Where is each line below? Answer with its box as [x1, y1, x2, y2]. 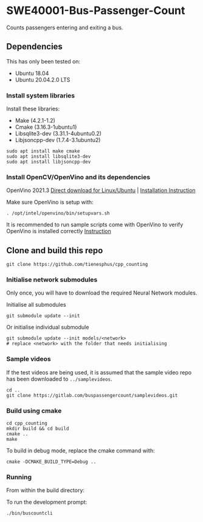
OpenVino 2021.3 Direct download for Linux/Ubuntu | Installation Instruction [6, 187, 196, 194]
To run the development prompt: [6, 498, 88, 506]
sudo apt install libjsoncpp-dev [6, 159, 91, 165]
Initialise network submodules [6, 276, 98, 284]
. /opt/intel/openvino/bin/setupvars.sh [6, 210, 111, 216]
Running [6, 473, 32, 481]
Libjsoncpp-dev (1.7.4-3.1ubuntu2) [15, 137, 101, 144]
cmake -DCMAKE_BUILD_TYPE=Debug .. [6, 459, 97, 465]
